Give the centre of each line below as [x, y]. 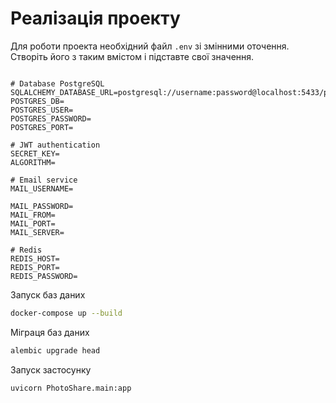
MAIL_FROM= [33, 215]
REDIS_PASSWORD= [44, 276]
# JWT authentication [55, 145]
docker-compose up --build [66, 313]
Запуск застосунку [51, 369]
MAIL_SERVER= [37, 232]
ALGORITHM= [33, 162]
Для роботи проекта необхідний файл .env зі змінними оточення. [150, 46]
